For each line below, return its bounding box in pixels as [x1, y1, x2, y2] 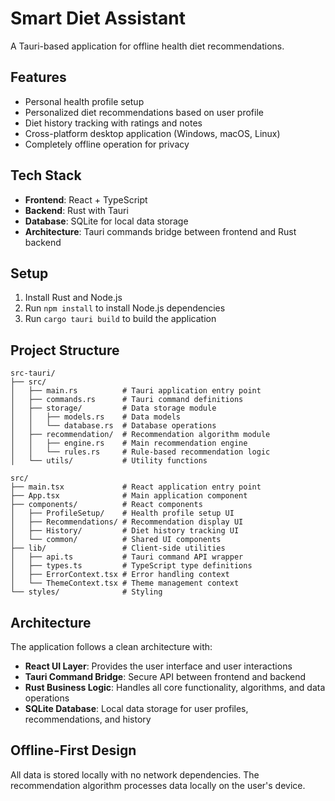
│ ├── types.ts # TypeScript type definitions [10, 561, 253, 571]
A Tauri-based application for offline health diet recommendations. [10, 40, 285, 52]
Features [10, 69, 67, 86]
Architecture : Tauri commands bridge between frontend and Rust [24, 225, 297, 237]
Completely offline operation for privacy [24, 138, 190, 150]
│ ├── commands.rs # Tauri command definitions [10, 395, 244, 405]
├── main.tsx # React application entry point [10, 482, 262, 492]
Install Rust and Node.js [24, 292, 123, 304]
